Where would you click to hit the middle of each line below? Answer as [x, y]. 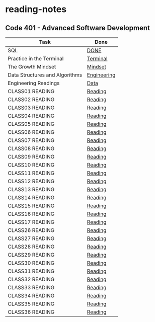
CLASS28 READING [31, 247]
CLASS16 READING [31, 214]
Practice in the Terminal [36, 59]
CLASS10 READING [31, 165]
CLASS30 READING [31, 263]
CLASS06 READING [31, 132]
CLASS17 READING [31, 222]
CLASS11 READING [31, 173]
